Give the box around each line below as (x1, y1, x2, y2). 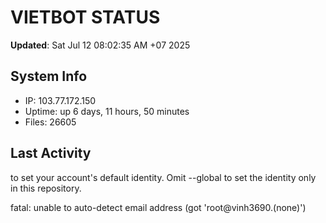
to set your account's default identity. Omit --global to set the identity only (10, 171, 317, 183)
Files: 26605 (24, 116, 77, 128)
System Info (10, 68, 88, 85)
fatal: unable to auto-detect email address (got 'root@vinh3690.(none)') (10, 201, 307, 213)
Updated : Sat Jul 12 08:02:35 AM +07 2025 (10, 39, 191, 51)
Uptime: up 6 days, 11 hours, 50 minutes (24, 105, 190, 117)
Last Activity (10, 145, 92, 162)
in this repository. (10, 182, 82, 194)
